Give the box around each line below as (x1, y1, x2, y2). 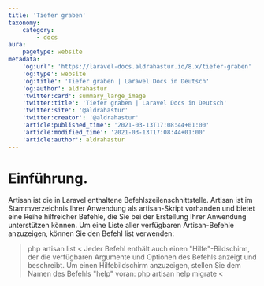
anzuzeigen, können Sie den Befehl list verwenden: (8, 229, 175, 238)
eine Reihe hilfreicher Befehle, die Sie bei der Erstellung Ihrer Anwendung (8, 212, 247, 222)
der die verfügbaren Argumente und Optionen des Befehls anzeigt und (27, 252, 257, 262)
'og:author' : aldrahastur (22, 84, 108, 93)
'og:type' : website (22, 70, 87, 78)
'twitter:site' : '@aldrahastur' (22, 107, 128, 115)
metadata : (8, 56, 41, 64)
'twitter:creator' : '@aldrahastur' (22, 114, 139, 122)
